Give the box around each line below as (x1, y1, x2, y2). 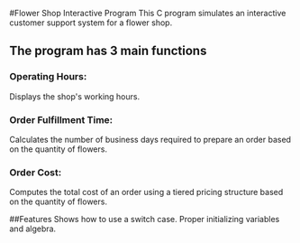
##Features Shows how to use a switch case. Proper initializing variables (9, 214, 280, 225)
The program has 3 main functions (9, 43, 207, 59)
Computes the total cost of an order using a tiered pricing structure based (9, 187, 284, 198)
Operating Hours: (9, 70, 87, 83)
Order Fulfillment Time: (9, 113, 114, 126)
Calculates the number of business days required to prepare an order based (9, 134, 291, 145)
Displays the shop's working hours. (9, 90, 141, 102)
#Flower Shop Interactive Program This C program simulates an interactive (9, 8, 286, 18)
